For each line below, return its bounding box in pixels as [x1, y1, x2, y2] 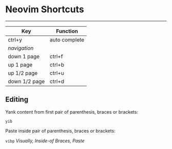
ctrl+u [49, 69, 64, 76]
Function [56, 27, 78, 34]
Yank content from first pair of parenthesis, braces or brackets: [5, 109, 138, 115]
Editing [5, 95, 29, 104]
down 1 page [8, 53, 40, 60]
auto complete [49, 36, 84, 43]
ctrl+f [49, 53, 63, 60]
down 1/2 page [8, 78, 45, 85]
